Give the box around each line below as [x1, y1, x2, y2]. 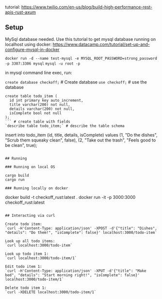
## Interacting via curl [5, 213, 55, 218]
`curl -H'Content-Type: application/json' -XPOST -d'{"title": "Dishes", [5, 226, 158, 230]
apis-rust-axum [5, 9, 36, 15]
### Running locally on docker [5, 186, 68, 191]
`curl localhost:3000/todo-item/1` [5, 255, 77, 261]
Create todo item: [5, 221, 42, 227]
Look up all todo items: [5, 238, 55, 244]
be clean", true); [5, 142, 37, 148]
